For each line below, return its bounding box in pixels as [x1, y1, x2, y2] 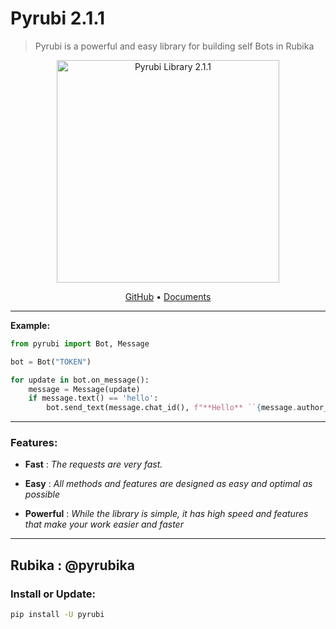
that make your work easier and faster [24, 518, 184, 531]
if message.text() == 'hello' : [28, 393, 159, 404]
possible [24, 488, 60, 501]
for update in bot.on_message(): [10, 375, 150, 385]
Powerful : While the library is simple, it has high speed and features [24, 508, 309, 520]
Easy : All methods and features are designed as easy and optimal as [24, 478, 313, 490]
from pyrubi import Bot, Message [10, 338, 150, 349]
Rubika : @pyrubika [10, 557, 135, 574]
